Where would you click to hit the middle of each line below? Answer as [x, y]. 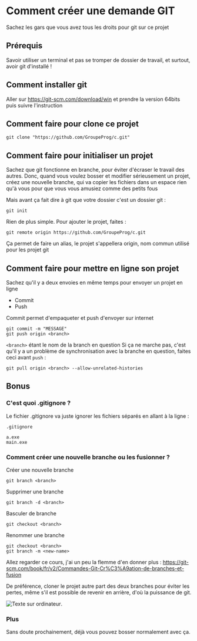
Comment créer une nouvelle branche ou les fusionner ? [88, 457]
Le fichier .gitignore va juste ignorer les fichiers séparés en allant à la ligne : [98, 416]
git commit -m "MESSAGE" [36, 329]
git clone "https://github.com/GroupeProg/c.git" [68, 138]
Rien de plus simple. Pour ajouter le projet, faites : [66, 222]
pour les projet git [27, 250]
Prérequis [24, 46]
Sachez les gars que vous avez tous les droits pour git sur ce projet [88, 27]
